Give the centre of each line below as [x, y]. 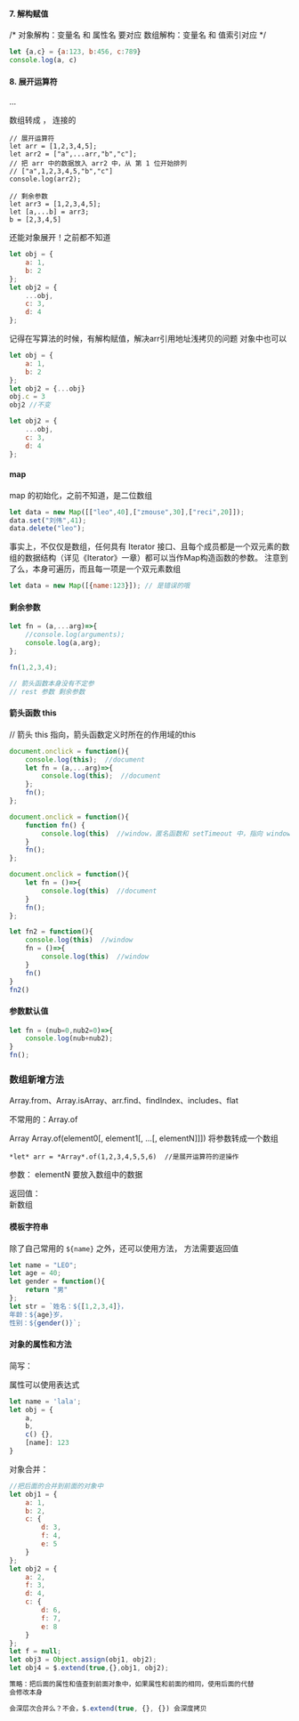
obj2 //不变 [30, 405]
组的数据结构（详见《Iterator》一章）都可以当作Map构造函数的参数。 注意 [145, 558]
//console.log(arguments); [75, 635]
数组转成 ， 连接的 [43, 120]
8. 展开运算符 [33, 81]
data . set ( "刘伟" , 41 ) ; [48, 521]
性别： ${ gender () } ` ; [45, 1323]
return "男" [47, 1290]
